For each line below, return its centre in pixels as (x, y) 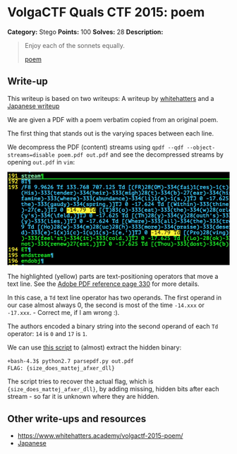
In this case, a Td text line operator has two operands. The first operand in (115, 298)
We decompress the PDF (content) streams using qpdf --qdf (96, 147)
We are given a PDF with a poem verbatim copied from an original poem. (113, 119)
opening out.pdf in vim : (41, 162)
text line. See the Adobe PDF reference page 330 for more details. (103, 284)
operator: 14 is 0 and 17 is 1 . (48, 334)
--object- (201, 148)
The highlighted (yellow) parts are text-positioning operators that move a (113, 277)
